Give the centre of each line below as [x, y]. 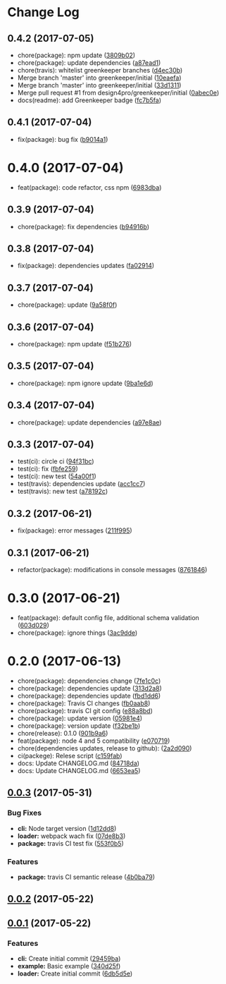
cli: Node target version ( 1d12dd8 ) [67, 828]
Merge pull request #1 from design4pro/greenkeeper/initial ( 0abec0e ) [118, 93]
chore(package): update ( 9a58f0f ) [67, 305]
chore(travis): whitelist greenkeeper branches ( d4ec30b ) [100, 70]
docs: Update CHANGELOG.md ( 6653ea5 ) [79, 770]
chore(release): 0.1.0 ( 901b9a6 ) [63, 733]
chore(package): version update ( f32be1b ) [79, 725]
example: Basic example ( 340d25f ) [69, 966]
